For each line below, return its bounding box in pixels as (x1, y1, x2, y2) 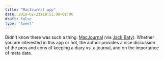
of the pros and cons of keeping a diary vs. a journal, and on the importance (5, 45, 159, 51)
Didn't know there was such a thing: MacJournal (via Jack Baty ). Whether (5, 34, 155, 40)
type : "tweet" (5, 21, 34, 26)
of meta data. (5, 50, 32, 56)
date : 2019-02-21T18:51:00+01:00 (5, 12, 74, 17)
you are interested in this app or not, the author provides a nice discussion (5, 40, 156, 46)
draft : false (5, 16, 32, 21)
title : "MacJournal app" (5, 7, 56, 12)
